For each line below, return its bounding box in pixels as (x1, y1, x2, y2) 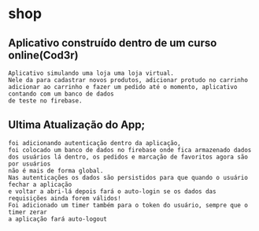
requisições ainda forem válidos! (8, 194, 122, 202)
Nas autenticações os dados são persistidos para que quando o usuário (8, 173, 248, 181)
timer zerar (8, 208, 47, 216)
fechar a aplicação (8, 181, 72, 188)
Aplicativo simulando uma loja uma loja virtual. (8, 69, 175, 77)
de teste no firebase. (8, 97, 83, 105)
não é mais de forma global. (8, 166, 104, 174)
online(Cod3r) (8, 48, 79, 61)
